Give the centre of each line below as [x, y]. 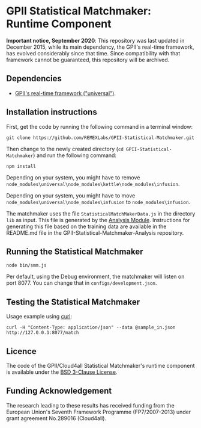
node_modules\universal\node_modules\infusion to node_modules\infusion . [98, 202]
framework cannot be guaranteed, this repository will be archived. [88, 60]
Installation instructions [52, 112]
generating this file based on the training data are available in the [86, 226]
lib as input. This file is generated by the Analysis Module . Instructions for [98, 220]
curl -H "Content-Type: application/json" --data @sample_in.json [91, 327]
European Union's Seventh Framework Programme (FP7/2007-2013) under [99, 412]
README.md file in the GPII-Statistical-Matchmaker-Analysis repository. [95, 232]
